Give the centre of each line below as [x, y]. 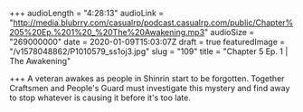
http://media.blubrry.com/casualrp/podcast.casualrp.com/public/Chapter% [153, 23]
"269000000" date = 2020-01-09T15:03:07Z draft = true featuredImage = [147, 42]
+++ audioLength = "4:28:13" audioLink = [87, 13]
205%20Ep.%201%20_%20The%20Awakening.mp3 [107, 32]
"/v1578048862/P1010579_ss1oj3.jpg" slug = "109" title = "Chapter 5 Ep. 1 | [149, 51]
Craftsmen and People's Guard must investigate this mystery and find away [150, 88]
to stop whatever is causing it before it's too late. [100, 98]
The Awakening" [40, 61]
